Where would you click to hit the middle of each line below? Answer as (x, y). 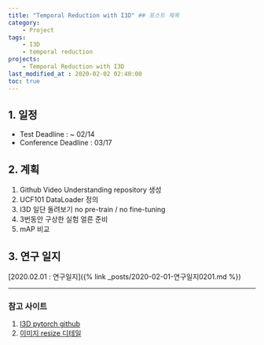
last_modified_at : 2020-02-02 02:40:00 (75, 74)
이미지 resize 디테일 (50, 333)
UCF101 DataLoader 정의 (59, 200)
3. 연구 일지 (35, 256)
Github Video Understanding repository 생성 (90, 190)
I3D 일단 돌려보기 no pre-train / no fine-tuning (92, 210)
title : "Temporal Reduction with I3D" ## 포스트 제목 (94, 15)
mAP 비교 (35, 229)
